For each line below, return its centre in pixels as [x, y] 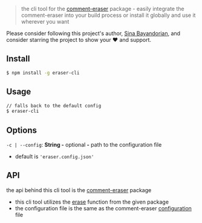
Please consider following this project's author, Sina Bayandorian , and [93, 33]
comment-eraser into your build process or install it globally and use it [108, 15]
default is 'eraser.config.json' [54, 156]
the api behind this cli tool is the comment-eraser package [79, 190]
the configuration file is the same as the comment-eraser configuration [103, 208]
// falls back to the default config [54, 105]
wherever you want [45, 22]
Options [22, 130]
